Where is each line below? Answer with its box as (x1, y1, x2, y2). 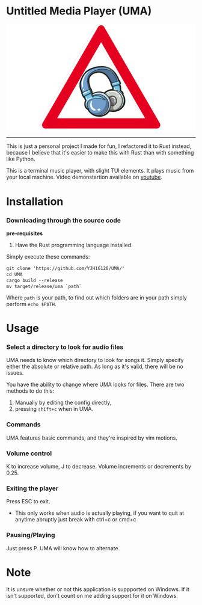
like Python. (6, 155, 35, 163)
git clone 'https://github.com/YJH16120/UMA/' (6, 265, 125, 271)
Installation (6, 194, 64, 208)
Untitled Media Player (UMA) (6, 4, 152, 18)
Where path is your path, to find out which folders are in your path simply (6, 293, 188, 301)
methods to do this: (6, 387, 54, 395)
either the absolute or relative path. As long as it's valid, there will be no (6, 363, 183, 370)
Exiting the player (6, 484, 59, 493)
